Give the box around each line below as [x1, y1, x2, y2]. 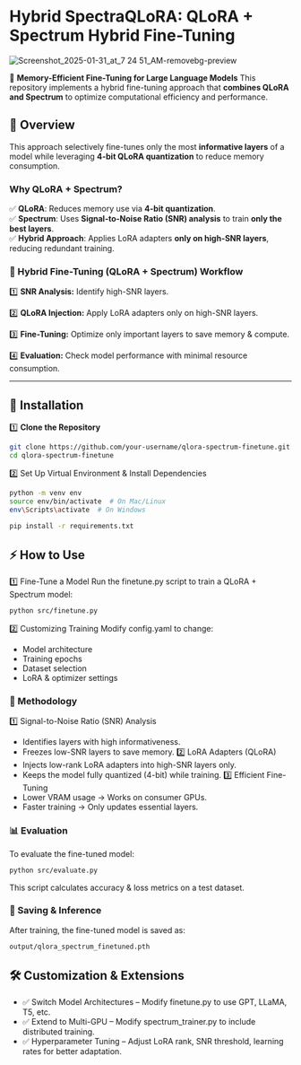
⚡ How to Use [9, 547, 85, 563]
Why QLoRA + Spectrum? [9, 182, 123, 195]
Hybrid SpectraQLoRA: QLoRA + [9, 6, 254, 27]
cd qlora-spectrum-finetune [9, 451, 115, 460]
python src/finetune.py [9, 607, 99, 615]
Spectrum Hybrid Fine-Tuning [9, 25, 236, 46]
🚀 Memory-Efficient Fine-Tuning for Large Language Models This [9, 72, 256, 83]
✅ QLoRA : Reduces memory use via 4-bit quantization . [9, 204, 217, 214]
